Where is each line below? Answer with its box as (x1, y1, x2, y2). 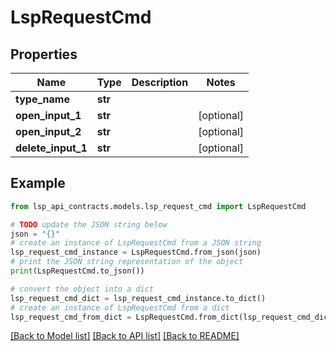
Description (131, 76, 189, 89)
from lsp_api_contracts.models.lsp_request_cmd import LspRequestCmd (10, 201, 307, 211)
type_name (15, 92, 70, 106)
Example (10, 175, 66, 192)
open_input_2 (15, 125, 82, 138)
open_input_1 (15, 109, 82, 122)
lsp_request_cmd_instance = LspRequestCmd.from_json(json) (10, 247, 262, 258)
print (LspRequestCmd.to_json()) (10, 266, 145, 276)
